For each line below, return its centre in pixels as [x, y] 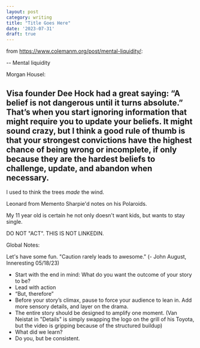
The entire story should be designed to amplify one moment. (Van [96, 313]
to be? [23, 281]
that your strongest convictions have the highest [99, 140]
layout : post [22, 12]
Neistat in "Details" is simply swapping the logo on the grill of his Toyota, [104, 319]
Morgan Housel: [26, 74]
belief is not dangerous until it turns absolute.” [95, 103]
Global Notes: [23, 245]
